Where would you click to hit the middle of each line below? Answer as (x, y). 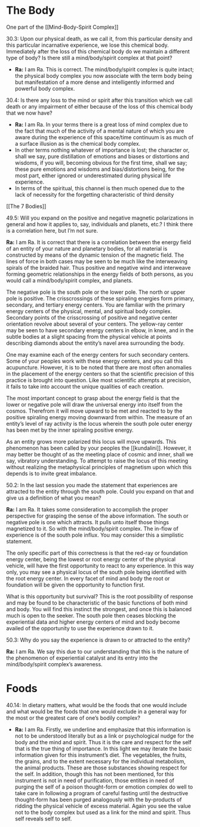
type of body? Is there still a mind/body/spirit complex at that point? (89, 58)
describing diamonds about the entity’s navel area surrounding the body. (96, 343)
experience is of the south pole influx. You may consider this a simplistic (95, 535)
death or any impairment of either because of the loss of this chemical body (99, 106)
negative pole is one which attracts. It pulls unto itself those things (87, 522)
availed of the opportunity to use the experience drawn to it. (80, 628)
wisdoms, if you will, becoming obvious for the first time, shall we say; (101, 163)
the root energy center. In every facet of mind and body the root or (88, 578)
